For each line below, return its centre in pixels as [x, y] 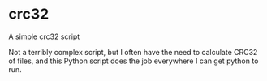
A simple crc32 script [44, 36]
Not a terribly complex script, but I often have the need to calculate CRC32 [133, 52]
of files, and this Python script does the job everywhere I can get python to [133, 61]
